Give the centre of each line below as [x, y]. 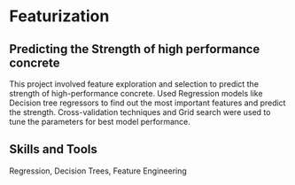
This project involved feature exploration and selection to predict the [134, 84]
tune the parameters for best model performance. [100, 122]
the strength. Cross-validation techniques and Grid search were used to [140, 112]
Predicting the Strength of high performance [135, 49]
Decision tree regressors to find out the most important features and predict [147, 103]
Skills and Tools [53, 149]
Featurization [59, 16]
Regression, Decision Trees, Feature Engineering [98, 171]
